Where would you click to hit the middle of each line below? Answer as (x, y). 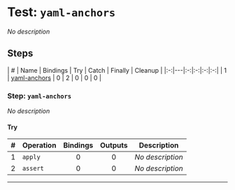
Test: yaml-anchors (62, 12)
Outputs (114, 145)
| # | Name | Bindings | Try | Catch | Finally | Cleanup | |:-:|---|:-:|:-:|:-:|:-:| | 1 (117, 70)
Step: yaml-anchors (40, 96)
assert (33, 169)
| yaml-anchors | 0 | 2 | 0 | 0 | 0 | (54, 78)
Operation (39, 145)
